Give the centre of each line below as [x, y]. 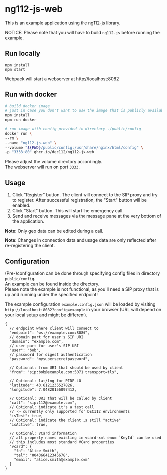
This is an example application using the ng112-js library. [63, 23]
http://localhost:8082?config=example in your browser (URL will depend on [83, 309]
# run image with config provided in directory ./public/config [73, 129]
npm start [15, 69]
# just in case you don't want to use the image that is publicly [75, 111]
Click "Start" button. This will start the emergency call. [68, 211]
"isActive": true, [29, 424]
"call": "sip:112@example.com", [43, 403]
